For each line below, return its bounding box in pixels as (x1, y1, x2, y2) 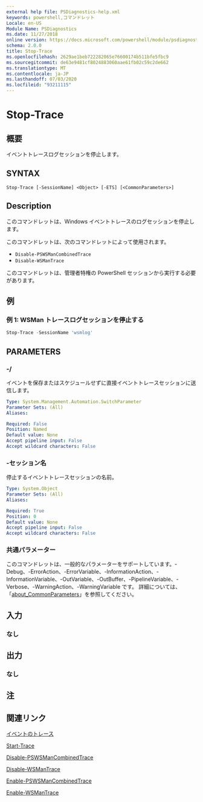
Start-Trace (6, 742, 35, 749)
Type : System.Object (6, 486, 59, 492)
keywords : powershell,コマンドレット (6, 15, 95, 21)
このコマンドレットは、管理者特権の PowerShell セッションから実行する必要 (6, 269, 196, 276)
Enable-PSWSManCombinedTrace (6, 777, 92, 784)
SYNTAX (6, 169, 40, 179)
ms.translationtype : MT (6, 65, 66, 71)
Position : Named (6, 427, 47, 433)
